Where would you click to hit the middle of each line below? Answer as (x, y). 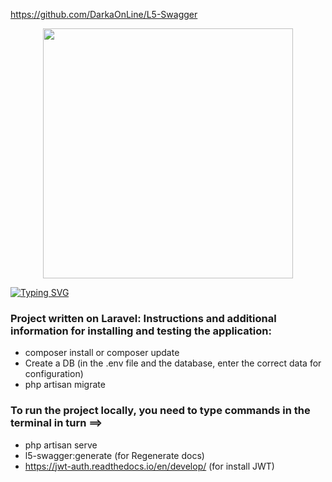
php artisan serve (61, 445)
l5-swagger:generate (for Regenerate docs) (114, 455)
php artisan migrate (65, 385)
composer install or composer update (102, 353)
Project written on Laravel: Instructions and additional (143, 318)
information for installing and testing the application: (141, 331)
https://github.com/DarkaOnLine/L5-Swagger (104, 14)
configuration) (54, 374)
